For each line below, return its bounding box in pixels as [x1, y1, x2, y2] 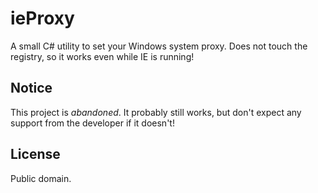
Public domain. [10, 172, 72, 184]
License [10, 146, 61, 163]
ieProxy [10, 7, 75, 30]
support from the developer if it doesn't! [10, 117, 175, 129]
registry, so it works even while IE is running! [10, 50, 195, 62]
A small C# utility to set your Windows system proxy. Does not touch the [10, 40, 308, 52]
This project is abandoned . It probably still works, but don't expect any [10, 106, 302, 118]
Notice [10, 80, 53, 97]
